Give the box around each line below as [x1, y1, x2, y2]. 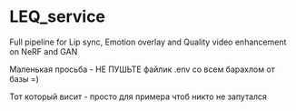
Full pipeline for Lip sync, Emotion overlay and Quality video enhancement [9, 36, 287, 47]
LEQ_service [9, 6, 106, 27]
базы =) [9, 73, 39, 84]
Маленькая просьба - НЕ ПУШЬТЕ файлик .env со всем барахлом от [9, 64, 275, 75]
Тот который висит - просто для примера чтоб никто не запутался [9, 91, 268, 102]
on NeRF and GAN [9, 45, 78, 56]
